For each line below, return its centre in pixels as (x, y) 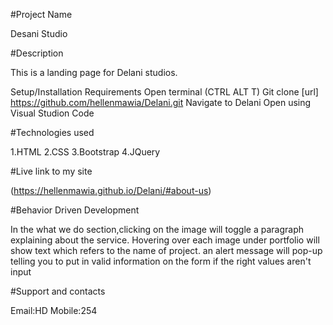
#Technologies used (52, 132)
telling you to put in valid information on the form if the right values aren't (161, 261)
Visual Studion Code (52, 113)
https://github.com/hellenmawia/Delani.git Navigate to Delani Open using (161, 102)
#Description (37, 53)
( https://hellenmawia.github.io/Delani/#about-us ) (111, 190)
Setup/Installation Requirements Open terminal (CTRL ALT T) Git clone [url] (164, 92)
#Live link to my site (51, 171)
